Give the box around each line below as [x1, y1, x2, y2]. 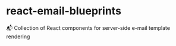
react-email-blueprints [6, 4, 122, 18]
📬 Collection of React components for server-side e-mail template [6, 24, 171, 31]
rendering [6, 33, 30, 40]
